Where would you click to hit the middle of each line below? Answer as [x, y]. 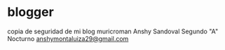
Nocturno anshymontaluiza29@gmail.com [68, 38]
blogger [30, 12]
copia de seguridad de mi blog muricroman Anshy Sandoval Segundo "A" [113, 31]
